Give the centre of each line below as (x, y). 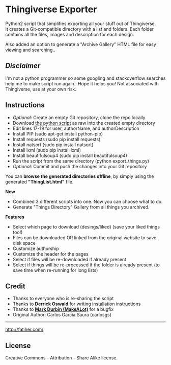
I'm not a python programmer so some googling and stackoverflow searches (85, 78)
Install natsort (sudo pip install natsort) (53, 145)
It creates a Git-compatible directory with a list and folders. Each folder (80, 29)
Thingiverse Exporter (51, 9)
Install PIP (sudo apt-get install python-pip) (58, 133)
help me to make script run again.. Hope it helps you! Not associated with (82, 83)
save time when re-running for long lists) (55, 270)
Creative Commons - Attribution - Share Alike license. (62, 358)
